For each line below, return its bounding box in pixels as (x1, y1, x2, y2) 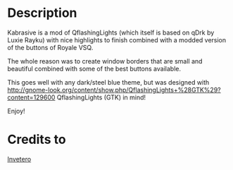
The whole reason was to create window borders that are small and (7, 56, 203, 65)
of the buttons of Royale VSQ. (7, 43, 94, 51)
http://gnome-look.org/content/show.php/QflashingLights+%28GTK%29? (7, 85, 221, 94)
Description (7, 5, 77, 21)
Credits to (7, 132, 66, 147)
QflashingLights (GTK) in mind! (56, 93, 146, 102)
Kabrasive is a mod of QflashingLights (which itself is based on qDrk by (7, 28, 215, 37)
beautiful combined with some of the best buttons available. (7, 64, 182, 73)
